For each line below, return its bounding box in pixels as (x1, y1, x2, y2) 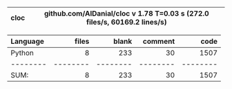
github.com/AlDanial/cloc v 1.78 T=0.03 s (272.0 (43, 9, 209, 18)
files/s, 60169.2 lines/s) (86, 17, 167, 27)
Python (10, 48, 35, 58)
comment (142, 37, 175, 46)
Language (10, 37, 45, 46)
